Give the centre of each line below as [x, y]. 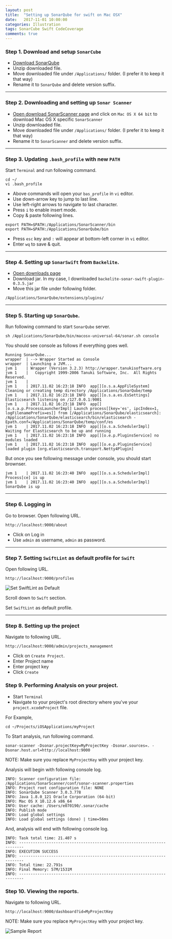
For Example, [19, 717]
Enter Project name [33, 661]
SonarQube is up [23, 487]
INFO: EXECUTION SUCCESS [32, 851]
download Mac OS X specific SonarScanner [58, 119]
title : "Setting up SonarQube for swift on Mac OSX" [64, 15]
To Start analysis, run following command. [50, 736]
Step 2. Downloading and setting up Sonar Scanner [69, 103]
